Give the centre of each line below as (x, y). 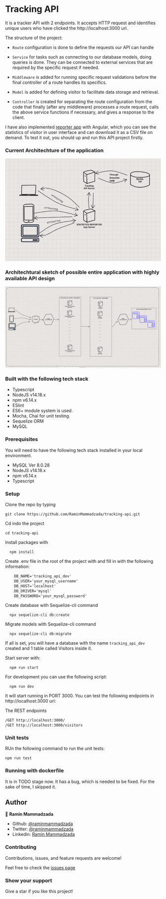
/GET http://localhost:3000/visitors (44, 725)
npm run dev (22, 686)
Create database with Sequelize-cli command (52, 605)
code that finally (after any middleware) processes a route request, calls (85, 107)
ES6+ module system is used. (42, 411)
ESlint (18, 406)
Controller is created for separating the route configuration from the (82, 101)
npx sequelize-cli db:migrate (41, 634)
